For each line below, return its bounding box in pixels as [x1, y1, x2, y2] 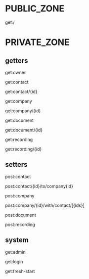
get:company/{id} [5, 107, 41, 114]
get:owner [5, 69, 26, 75]
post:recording [5, 221, 36, 228]
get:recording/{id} [5, 146, 42, 152]
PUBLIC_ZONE [5, 3, 65, 14]
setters [5, 160, 28, 169]
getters [5, 56, 28, 65]
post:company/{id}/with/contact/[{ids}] [5, 202, 85, 208]
